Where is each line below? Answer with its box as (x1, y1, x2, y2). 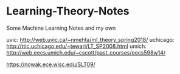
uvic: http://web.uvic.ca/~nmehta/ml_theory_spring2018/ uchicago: (6, 36, 175, 43)
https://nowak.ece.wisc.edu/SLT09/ (6, 61, 95, 68)
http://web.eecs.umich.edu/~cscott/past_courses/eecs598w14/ (6, 49, 166, 56)
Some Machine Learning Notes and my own (6, 24, 116, 32)
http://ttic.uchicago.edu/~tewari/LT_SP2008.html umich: (6, 42, 147, 50)
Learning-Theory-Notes (6, 4, 130, 18)
